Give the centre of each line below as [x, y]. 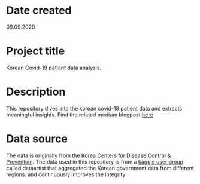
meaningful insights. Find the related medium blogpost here [80, 115]
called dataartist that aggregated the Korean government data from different [100, 168]
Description [36, 92]
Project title [36, 51]
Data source [37, 139]
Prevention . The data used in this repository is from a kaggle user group [95, 161]
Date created [39, 10]
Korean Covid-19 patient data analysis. [54, 68]
